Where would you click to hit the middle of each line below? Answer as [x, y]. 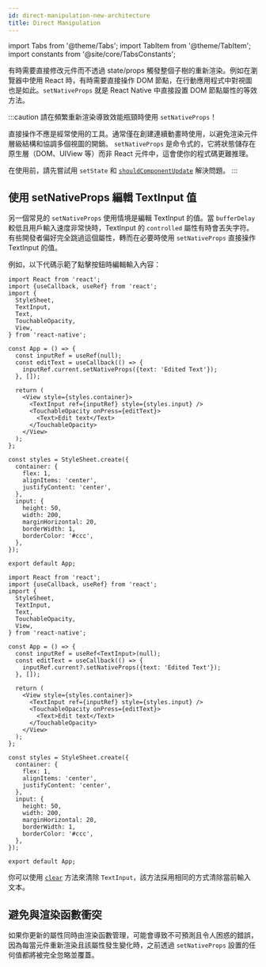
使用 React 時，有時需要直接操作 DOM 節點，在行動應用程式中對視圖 [141, 80]
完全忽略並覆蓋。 [70, 955]
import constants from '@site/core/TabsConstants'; [92, 54]
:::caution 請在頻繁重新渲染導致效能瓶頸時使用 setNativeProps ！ [113, 116]
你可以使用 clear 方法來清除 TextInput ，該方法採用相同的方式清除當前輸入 [130, 878]
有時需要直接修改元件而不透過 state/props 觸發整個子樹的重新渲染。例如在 [129, 70]
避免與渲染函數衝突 [55, 914]
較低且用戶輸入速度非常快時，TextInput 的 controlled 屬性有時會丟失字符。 [131, 228]
